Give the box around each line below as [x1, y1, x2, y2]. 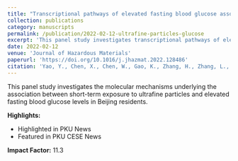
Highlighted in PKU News [17, 124, 91, 133]
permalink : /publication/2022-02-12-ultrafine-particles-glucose [7, 30, 204, 37]
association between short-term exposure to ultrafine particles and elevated [7, 90, 230, 98]
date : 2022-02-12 [7, 43, 59, 50]
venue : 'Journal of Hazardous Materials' [7, 50, 132, 57]
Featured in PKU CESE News [17, 132, 101, 141]
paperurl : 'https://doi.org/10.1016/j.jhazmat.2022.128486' [7, 56, 189, 64]
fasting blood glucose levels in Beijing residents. [7, 97, 148, 106]
